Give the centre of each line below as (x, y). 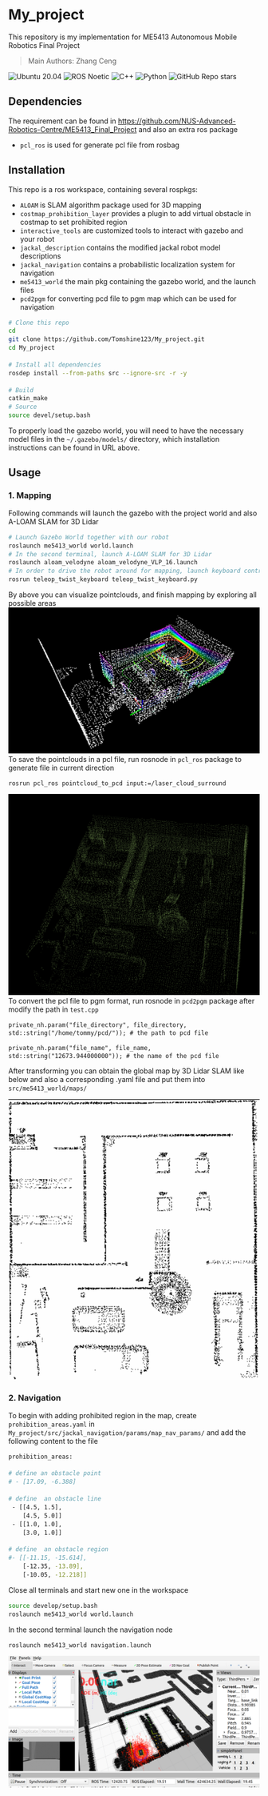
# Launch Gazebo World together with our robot (89, 537)
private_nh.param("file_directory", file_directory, (98, 1025)
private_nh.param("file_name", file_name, (80, 1048)
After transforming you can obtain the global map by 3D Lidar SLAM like (126, 1071)
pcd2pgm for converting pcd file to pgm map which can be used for (128, 299)
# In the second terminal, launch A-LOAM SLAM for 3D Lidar (110, 554)
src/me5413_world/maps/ (48, 1089)
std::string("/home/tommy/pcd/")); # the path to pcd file (108, 1033)
